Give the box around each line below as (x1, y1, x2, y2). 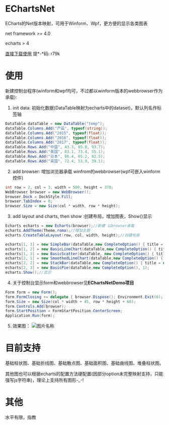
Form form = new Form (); (5, 289, 57, 295)
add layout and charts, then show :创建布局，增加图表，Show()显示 (12, 213, 152, 219)
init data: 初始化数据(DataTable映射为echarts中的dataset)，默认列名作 (12, 104, 157, 111)
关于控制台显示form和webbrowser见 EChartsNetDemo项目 (12, 279, 134, 285)
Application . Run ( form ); (5, 313, 55, 318)
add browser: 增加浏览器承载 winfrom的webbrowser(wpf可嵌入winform (12, 168, 161, 174)
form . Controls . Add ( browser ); (5, 303, 66, 309)
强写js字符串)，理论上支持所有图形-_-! (5, 377, 84, 383)
